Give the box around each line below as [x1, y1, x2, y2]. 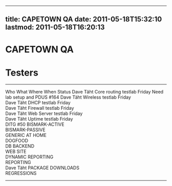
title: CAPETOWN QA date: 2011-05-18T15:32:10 [5, 15, 162, 24]
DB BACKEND [5, 143, 35, 149]
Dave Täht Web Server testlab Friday [5, 110, 83, 117]
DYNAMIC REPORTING [5, 154, 54, 160]
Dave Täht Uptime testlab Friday [5, 115, 73, 122]
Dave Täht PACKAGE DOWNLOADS [5, 165, 79, 171]
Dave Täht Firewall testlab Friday [5, 105, 74, 111]
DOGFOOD [5, 137, 29, 144]
